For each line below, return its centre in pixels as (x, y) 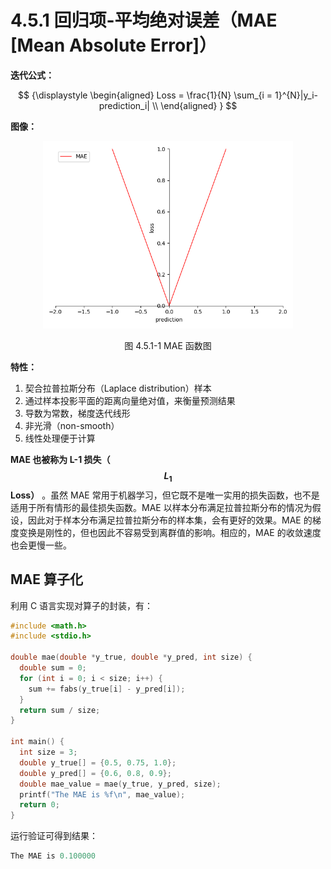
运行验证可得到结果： (54, 836)
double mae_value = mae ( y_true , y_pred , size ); (120, 784)
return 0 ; (39, 805)
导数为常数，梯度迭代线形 (77, 413)
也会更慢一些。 (41, 545)
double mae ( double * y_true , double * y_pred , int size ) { (131, 657)
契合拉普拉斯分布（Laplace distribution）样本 (118, 388)
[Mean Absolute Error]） (114, 45)
